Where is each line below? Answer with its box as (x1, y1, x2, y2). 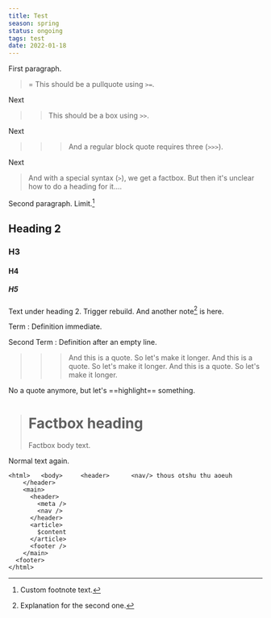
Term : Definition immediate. (8, 321, 102, 331)
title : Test (8, 11, 48, 20)
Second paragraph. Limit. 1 (8, 197, 95, 208)
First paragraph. (8, 64, 62, 73)
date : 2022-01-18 (8, 42, 67, 50)
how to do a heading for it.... (27, 182, 123, 192)
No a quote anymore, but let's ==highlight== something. (8, 386, 196, 396)
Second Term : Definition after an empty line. (8, 338, 157, 347)
